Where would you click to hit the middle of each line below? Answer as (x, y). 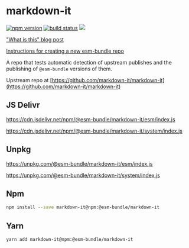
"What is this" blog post (35, 39)
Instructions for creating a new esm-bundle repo (65, 51)
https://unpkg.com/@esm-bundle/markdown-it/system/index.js (83, 175)
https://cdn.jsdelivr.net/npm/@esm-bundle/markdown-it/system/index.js (94, 131)
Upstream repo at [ (29, 80)
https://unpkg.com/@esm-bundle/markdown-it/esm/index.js (79, 163)
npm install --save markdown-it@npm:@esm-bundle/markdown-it (83, 207)
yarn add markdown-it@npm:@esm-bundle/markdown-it (70, 240)
